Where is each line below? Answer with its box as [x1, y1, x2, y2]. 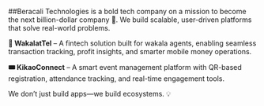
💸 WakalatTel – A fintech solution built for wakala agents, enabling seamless [8, 38, 257, 48]
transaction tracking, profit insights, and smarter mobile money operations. [8, 47, 252, 56]
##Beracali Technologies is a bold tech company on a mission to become [8, 7, 247, 16]
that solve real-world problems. [8, 24, 111, 32]
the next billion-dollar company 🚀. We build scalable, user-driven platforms [8, 15, 252, 24]
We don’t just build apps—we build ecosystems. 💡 [8, 90, 172, 98]
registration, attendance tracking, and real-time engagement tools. [8, 74, 225, 83]
